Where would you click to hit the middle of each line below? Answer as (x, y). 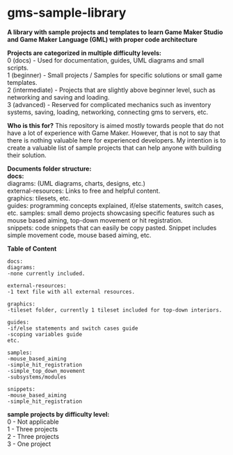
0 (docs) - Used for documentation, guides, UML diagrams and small (106, 60)
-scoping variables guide (45, 334)
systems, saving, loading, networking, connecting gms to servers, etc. (108, 112)
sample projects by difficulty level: (58, 414)
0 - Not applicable (33, 422)
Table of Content (32, 248)
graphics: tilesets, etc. (39, 198)
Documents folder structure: (49, 168)
